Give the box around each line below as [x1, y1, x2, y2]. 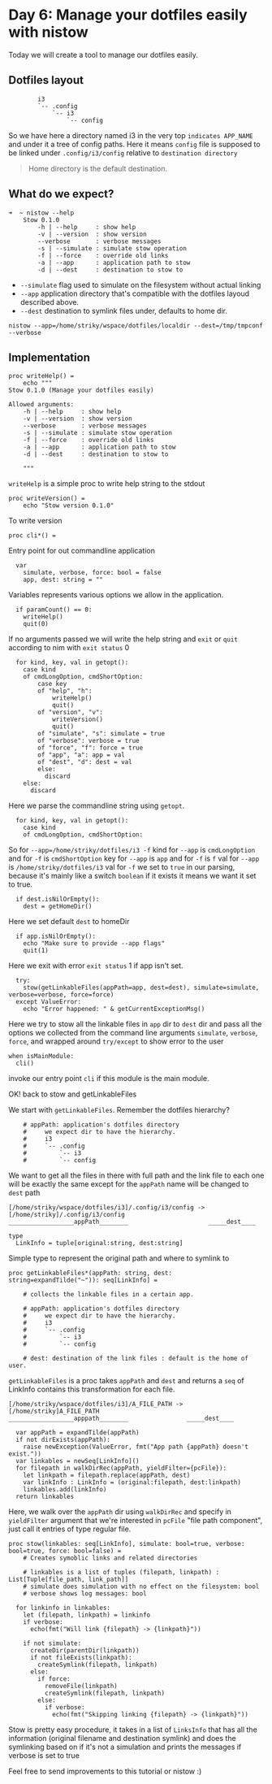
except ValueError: [15, 998, 82, 1006]
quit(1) [23, 947, 49, 955]
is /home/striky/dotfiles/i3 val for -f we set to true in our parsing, [8, 862, 235, 872]
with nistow [8, 23, 89, 41]
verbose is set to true [8, 1751, 80, 1760]
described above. [19, 297, 80, 306]
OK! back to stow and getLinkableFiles [8, 1089, 137, 1099]
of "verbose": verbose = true [37, 737, 140, 745]
